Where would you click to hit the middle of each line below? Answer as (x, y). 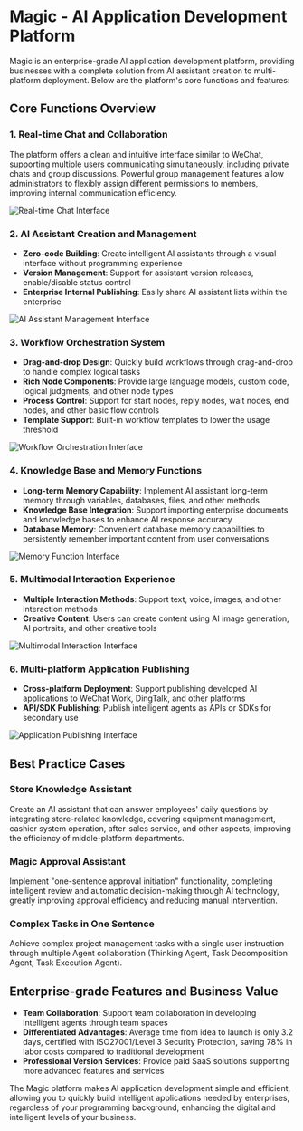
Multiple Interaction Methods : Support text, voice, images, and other (152, 599)
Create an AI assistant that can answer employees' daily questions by (139, 809)
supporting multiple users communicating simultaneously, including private (149, 164)
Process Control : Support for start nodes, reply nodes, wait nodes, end (156, 401)
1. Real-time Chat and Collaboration (89, 135)
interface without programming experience (102, 263)
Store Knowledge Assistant (71, 790)
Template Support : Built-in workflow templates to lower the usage (146, 420)
